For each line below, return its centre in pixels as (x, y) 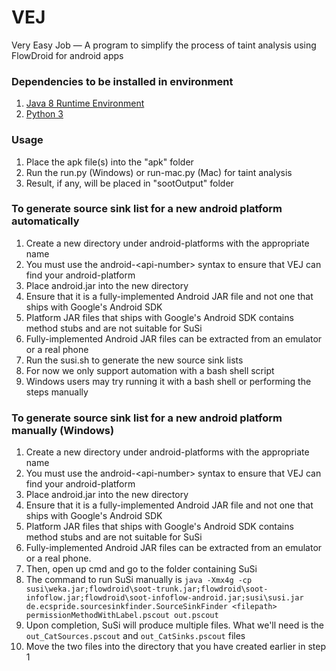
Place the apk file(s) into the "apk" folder (109, 162)
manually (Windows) (63, 430)
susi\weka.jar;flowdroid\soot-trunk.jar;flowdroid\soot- (147, 589)
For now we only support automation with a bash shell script (150, 370)
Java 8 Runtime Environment (85, 103)
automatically (45, 221)
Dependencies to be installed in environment (122, 81)
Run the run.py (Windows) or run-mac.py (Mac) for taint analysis (159, 172)
